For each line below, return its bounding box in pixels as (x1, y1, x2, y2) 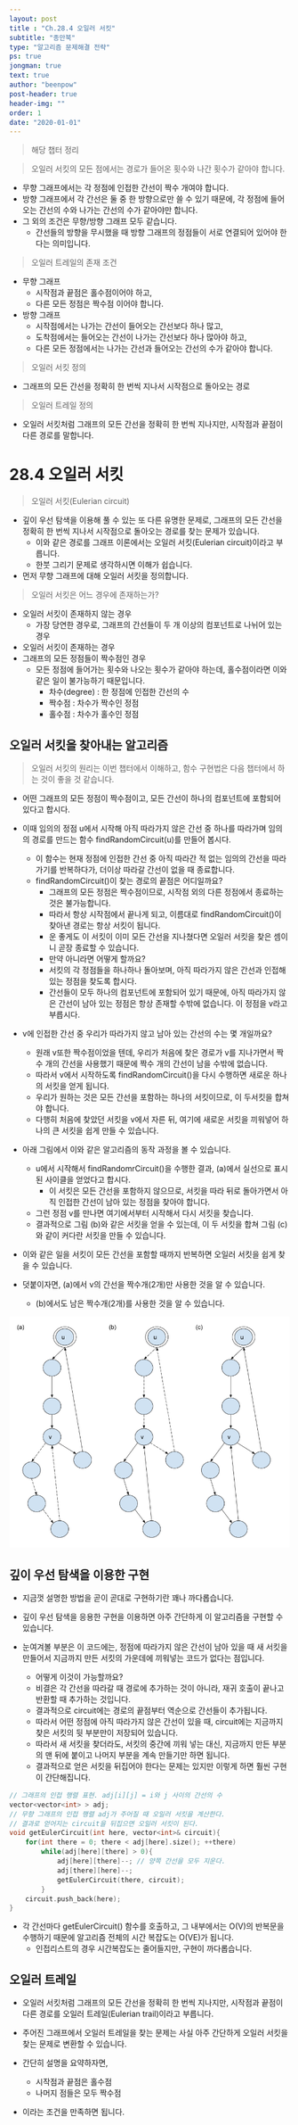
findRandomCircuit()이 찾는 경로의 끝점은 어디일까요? (35, 875, 223, 886)
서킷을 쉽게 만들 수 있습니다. (61, 1125, 159, 1136)
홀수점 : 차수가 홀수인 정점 (48, 709, 140, 720)
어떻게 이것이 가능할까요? (35, 1671, 124, 1682)
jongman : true (9, 62, 62, 70)
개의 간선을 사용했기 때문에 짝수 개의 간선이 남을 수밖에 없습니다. (44, 1058, 269, 1069)
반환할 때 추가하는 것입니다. (35, 1693, 131, 1704)
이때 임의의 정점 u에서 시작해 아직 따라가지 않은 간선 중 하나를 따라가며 (21, 823, 267, 833)
